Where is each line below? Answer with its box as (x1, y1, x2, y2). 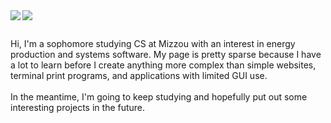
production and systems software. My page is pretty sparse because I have (10, 49, 322, 61)
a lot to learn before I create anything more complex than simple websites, (10, 59, 317, 71)
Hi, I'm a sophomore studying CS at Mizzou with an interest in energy (10, 38, 296, 50)
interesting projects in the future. (10, 102, 146, 114)
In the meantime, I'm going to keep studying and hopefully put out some (10, 91, 308, 103)
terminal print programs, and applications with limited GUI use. (10, 70, 268, 82)
